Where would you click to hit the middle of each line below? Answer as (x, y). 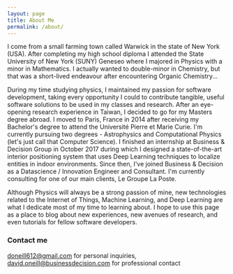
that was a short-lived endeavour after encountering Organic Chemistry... (113, 76)
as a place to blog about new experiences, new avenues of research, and (113, 215)
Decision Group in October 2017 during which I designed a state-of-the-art (114, 149)
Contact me (28, 240)
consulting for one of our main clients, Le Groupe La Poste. (92, 179)
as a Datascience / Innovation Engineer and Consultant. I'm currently (106, 171)
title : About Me (31, 20)
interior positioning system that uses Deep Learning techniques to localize (114, 157)
